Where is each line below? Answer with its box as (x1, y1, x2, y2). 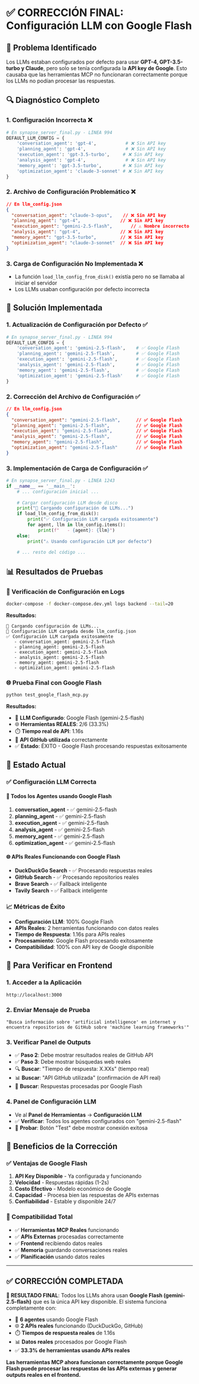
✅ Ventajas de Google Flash (6, 1159, 88, 1167)
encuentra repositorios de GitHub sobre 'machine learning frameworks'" (6, 1024, 190, 1030)
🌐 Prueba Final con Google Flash (6, 678, 102, 686)
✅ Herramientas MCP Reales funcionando (14, 1226, 120, 1233)
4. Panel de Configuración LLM (6, 1098, 97, 1106)
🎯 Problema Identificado (6, 42, 97, 53)
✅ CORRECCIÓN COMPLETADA (6, 1276, 124, 1287)
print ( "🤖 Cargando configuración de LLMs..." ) (17, 505, 134, 511)
